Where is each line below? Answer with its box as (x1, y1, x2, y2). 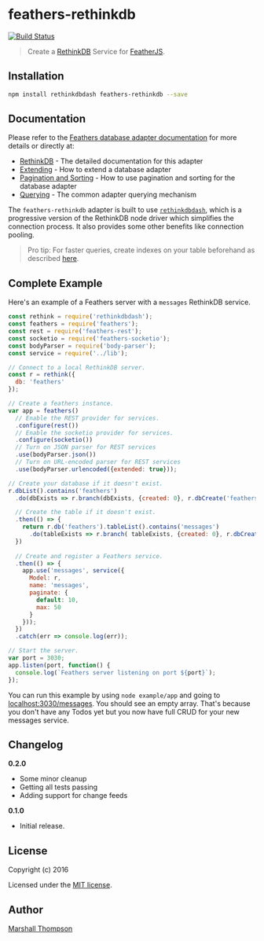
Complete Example (8, 277, 103, 290)
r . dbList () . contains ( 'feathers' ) (8, 487, 118, 494)
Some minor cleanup (19, 774, 87, 784)
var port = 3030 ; (8, 654, 65, 662)
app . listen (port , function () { (8, 661, 111, 669)
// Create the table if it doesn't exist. (15, 509, 156, 516)
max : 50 (36, 603, 61, 611)
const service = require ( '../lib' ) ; (8, 349, 128, 357)
